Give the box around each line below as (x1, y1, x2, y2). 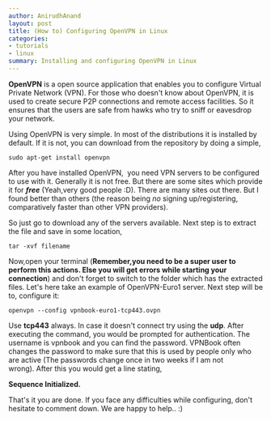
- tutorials (8, 42, 49, 50)
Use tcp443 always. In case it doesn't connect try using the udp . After (8, 321, 244, 330)
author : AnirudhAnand (8, 11, 82, 20)
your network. (8, 113, 55, 123)
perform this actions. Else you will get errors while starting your (8, 265, 227, 274)
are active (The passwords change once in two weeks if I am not (8, 355, 224, 364)
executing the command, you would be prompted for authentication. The (8, 329, 251, 338)
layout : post (8, 19, 53, 28)
